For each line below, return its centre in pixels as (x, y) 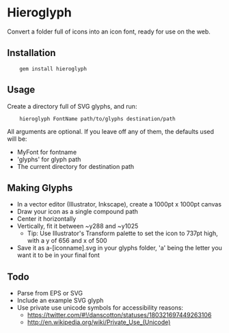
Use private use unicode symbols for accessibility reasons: (100, 308)
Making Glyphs (40, 188)
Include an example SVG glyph (60, 301)
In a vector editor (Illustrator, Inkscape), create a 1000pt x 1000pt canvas (119, 204)
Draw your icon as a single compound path (78, 212)
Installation (31, 53)
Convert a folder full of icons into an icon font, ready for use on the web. (109, 31)
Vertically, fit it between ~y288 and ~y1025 (78, 226)
